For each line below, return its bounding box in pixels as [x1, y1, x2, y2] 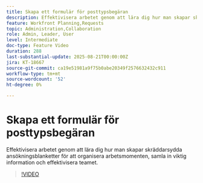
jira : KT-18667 [6, 59, 45, 65]
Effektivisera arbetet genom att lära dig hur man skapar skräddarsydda [6, 146, 182, 153]
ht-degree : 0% [6, 82, 42, 88]
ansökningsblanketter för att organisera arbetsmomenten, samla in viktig [6, 152, 187, 159]
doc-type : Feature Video [6, 43, 69, 49]
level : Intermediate [6, 37, 59, 43]
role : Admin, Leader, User [6, 31, 74, 37]
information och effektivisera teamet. [6, 158, 98, 166]
